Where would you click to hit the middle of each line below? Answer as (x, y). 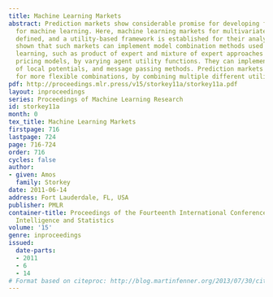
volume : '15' (30, 228)
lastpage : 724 (32, 137)
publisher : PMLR (36, 205)
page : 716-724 (32, 144)
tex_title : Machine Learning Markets (72, 122)
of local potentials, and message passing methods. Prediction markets (140, 69)
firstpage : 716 (34, 129)
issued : (22, 243)
